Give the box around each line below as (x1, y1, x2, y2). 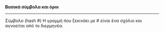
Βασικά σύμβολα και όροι (5, 4, 59, 10)
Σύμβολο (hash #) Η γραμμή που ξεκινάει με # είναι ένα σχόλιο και (5, 18, 143, 23)
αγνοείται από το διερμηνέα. (5, 23, 63, 28)
